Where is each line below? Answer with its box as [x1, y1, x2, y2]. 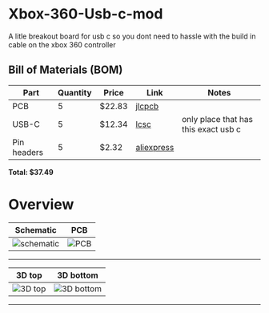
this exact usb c [181, 124, 242, 135]
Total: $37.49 [8, 167, 54, 177]
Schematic [14, 224, 58, 235]
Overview [8, 195, 74, 213]
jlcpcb [135, 100, 159, 112]
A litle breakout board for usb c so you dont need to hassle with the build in [8, 31, 256, 41]
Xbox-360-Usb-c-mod [8, 5, 163, 23]
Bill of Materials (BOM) [8, 63, 123, 77]
